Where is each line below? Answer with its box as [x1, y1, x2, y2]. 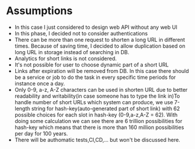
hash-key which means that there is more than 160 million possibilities [14, 124, 184, 131]
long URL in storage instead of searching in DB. [14, 48, 129, 55]
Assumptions [6, 4, 73, 18]
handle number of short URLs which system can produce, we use [14, 98, 173, 105]
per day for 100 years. [14, 130, 68, 137]
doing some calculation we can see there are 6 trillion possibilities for [14, 117, 183, 124]
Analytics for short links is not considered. [14, 55, 117, 62]
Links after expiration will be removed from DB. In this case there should [14, 67, 189, 74]
